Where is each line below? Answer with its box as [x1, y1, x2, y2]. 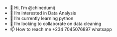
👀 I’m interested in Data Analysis [9, 10, 76, 16]
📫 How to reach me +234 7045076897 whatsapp [9, 26, 112, 32]
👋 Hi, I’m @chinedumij [9, 5, 55, 10]
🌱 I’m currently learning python [9, 15, 74, 21]
